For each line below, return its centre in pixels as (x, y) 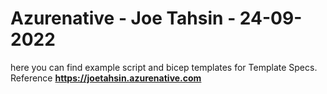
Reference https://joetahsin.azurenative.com (106, 78)
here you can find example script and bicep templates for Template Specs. (164, 67)
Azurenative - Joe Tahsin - (123, 18)
